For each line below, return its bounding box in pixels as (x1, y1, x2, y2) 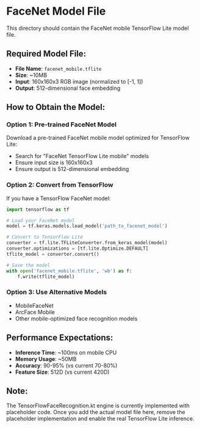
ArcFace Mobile (15, 308, 55, 316)
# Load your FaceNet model (6, 217, 75, 223)
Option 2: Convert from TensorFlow (6, 181, 114, 189)
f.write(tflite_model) (17, 274, 75, 280)
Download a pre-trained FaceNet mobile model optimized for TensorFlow (6, 134, 190, 142)
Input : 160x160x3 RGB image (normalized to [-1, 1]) (15, 78, 143, 85)
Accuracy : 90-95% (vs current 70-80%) (15, 361, 118, 369)
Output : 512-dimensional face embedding (15, 84, 121, 92)
